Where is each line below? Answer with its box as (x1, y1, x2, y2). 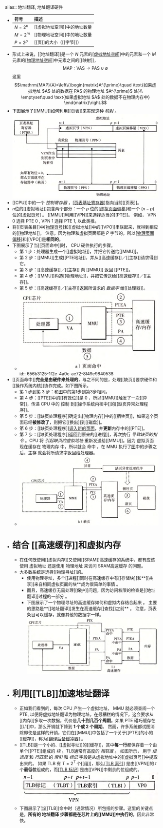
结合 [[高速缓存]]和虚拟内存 (12, 540, 121, 551)
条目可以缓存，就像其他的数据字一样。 (26, 612, 104, 618)
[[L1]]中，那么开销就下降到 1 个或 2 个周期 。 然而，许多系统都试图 (19, 724, 151, 729)
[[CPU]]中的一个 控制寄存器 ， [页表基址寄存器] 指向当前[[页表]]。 (12, 200, 142, 205)
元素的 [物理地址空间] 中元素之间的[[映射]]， (12, 57, 99, 63)
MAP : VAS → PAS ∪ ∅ (62, 65, 108, 71)
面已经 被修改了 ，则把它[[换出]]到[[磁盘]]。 (19, 419, 105, 425)
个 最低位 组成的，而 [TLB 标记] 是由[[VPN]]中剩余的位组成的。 (19, 767, 142, 772)
